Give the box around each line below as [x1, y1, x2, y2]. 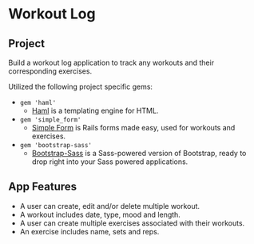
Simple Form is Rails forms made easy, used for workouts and [31, 123, 236, 132]
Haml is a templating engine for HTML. [31, 106, 159, 115]
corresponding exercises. [8, 66, 93, 76]
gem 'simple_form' [19, 116, 81, 124]
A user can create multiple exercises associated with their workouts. [19, 218, 245, 228]
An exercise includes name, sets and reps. [19, 226, 160, 236]
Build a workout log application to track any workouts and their [8, 58, 214, 67]
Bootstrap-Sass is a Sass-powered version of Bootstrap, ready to [31, 149, 247, 158]
